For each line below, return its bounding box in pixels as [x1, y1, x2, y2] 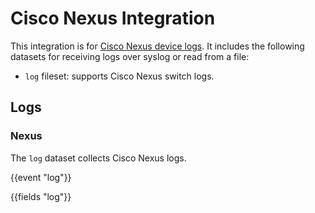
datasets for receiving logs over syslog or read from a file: [10, 50, 250, 62]
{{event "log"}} [10, 171, 72, 183]
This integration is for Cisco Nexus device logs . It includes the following [10, 40, 305, 52]
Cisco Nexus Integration [10, 7, 216, 30]
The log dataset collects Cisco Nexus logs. [10, 152, 187, 164]
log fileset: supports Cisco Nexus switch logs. [24, 70, 215, 82]
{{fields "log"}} [10, 190, 72, 202]
